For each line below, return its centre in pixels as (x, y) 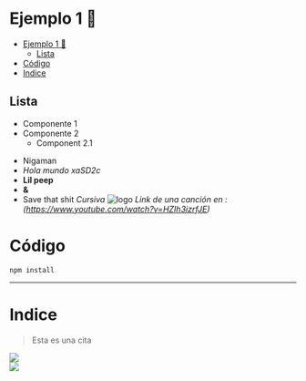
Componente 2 (51, 133)
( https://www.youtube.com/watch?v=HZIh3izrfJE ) (117, 209)
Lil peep (38, 180)
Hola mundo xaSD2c (61, 170)
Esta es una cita (61, 340)
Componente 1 (50, 123)
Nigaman (40, 160)
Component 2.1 (64, 143)
